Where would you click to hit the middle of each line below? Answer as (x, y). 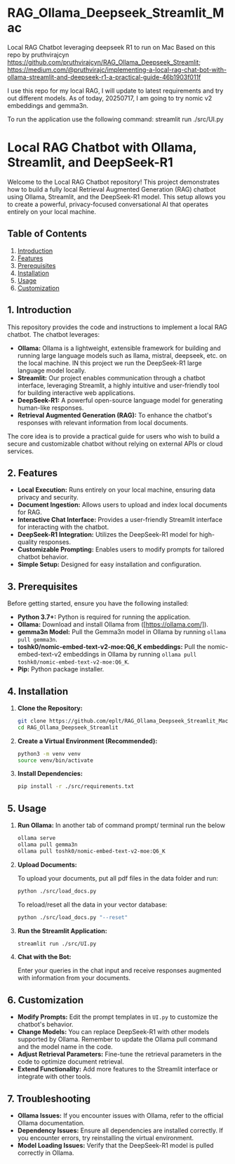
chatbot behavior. (43, 557)
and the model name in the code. (65, 1047)
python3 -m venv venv (49, 754)
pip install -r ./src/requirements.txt (76, 787)
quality (27, 542)
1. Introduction (39, 310)
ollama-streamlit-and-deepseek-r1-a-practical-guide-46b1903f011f (104, 77)
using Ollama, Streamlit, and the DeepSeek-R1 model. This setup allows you (116, 196)
